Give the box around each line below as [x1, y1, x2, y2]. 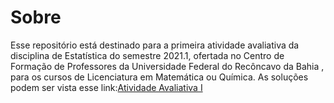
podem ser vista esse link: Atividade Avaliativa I [10, 81, 203, 93]
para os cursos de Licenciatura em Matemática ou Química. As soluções [10, 71, 309, 83]
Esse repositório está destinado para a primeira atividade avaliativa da [10, 39, 300, 51]
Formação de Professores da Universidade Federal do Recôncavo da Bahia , [10, 60, 325, 72]
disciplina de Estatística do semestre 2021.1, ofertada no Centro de [10, 49, 285, 61]
